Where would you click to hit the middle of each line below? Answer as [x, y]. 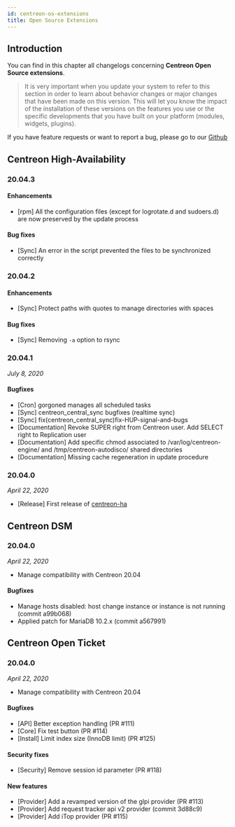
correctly [30, 258]
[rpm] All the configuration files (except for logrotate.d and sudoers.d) [118, 211]
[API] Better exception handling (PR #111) [76, 723]
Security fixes [28, 754]
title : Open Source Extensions [53, 20]
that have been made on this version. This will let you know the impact [126, 102]
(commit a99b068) [44, 614]
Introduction [35, 49]
